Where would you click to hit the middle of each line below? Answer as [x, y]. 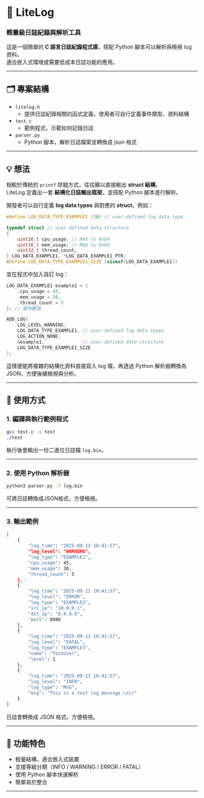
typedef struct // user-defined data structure [68, 228]
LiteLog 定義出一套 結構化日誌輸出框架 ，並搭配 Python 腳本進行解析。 [94, 192]
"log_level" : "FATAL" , [57, 642]
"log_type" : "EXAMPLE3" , [59, 648]
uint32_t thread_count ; [47, 250]
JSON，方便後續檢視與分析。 [43, 373]
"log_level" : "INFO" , [56, 682]
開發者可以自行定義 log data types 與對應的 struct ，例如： [80, 205]
